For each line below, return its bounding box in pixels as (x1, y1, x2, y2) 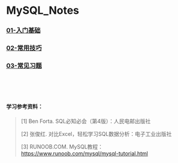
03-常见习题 (6, 61, 42, 70)
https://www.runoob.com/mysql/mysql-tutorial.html (20, 150, 148, 157)
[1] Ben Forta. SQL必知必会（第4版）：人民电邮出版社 (20, 117, 151, 125)
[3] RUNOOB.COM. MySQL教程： (20, 143, 104, 150)
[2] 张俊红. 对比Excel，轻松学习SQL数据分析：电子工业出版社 (20, 130, 172, 137)
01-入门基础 (6, 26, 41, 35)
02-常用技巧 (6, 44, 42, 52)
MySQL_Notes (6, 4, 80, 17)
